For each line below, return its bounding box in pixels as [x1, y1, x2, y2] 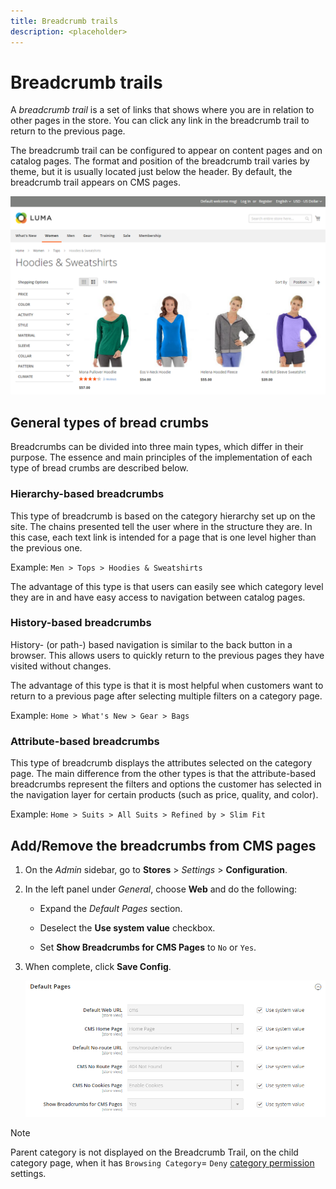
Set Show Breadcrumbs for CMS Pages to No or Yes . [39, 941, 257, 953]
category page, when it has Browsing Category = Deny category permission [10, 1157, 315, 1169]
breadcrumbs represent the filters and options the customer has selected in [10, 778, 322, 790]
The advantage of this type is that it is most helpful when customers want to [10, 679, 324, 691]
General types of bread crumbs [10, 414, 209, 431]
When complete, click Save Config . [24, 960, 172, 972]
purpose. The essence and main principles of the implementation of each [10, 451, 313, 464]
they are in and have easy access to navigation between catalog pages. [10, 591, 306, 603]
